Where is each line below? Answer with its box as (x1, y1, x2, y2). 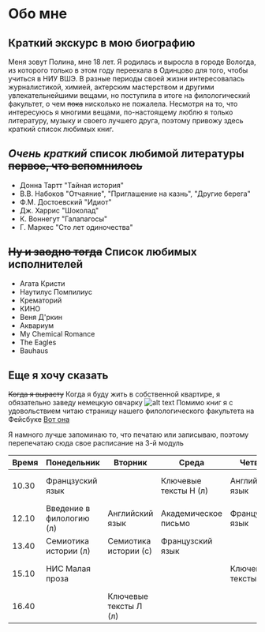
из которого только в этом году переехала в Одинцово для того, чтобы (8, 66, 248, 75)
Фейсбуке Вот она (8, 415, 70, 424)
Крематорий (19, 295, 62, 305)
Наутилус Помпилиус (19, 287, 93, 296)
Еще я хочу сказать (8, 369, 109, 382)
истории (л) (46, 546, 91, 557)
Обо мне (8, 5, 68, 23)
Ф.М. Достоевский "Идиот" (19, 197, 112, 206)
